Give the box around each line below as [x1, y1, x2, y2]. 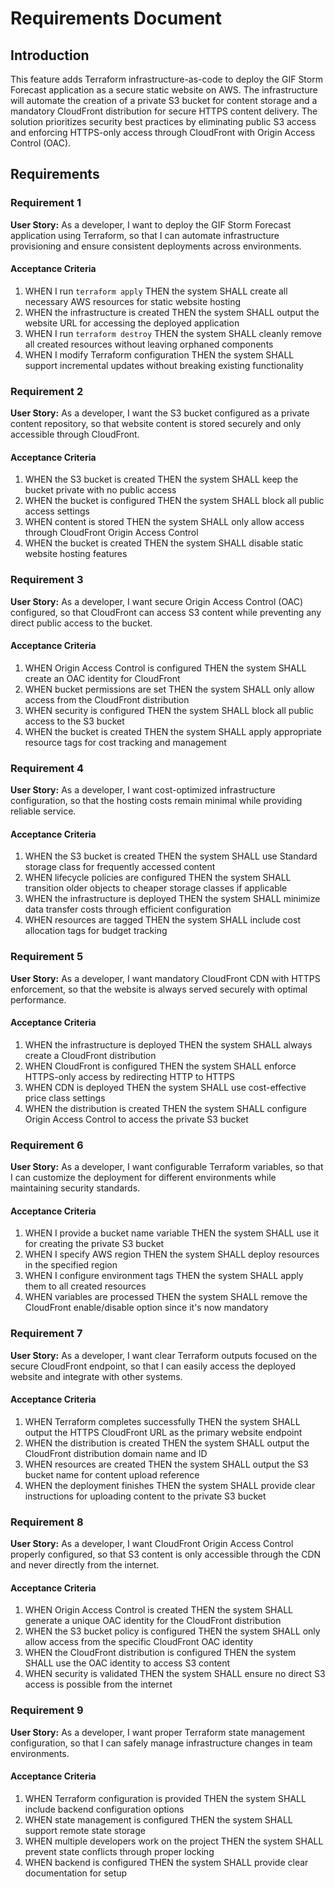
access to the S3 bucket [24, 715, 125, 727]
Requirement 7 [10, 1327, 83, 1341]
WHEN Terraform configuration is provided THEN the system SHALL [24, 1792, 307, 1804]
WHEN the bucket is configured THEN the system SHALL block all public [24, 495, 325, 507]
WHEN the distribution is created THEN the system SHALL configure [24, 1102, 307, 1114]
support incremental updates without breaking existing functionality [24, 359, 304, 371]
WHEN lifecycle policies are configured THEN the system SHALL [24, 872, 292, 884]
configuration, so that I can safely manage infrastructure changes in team [10, 1737, 313, 1749]
